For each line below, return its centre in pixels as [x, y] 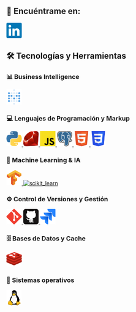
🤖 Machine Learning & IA [43, 160]
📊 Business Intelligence [43, 77]
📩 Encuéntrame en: [43, 11]
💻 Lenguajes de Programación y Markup [68, 119]
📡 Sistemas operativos [40, 280]
